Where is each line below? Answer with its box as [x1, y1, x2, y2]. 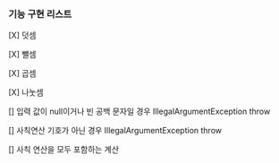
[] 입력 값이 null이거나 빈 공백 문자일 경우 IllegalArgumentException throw [8, 106, 271, 117]
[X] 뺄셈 [8, 49, 37, 60]
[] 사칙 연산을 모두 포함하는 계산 [8, 144, 120, 155]
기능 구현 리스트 [8, 7, 72, 20]
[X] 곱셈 [8, 68, 37, 79]
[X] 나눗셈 [8, 87, 44, 98]
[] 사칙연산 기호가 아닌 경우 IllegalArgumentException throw [8, 125, 223, 136]
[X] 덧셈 [8, 30, 37, 41]
